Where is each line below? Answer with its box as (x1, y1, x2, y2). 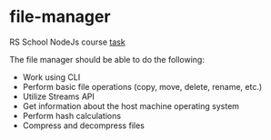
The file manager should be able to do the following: (9, 54, 205, 65)
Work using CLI (22, 71, 81, 83)
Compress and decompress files (22, 120, 146, 131)
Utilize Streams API (22, 91, 95, 102)
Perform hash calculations (22, 110, 121, 121)
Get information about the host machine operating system (22, 100, 239, 111)
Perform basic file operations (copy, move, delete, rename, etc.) (22, 81, 263, 92)
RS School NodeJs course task (9, 36, 125, 47)
